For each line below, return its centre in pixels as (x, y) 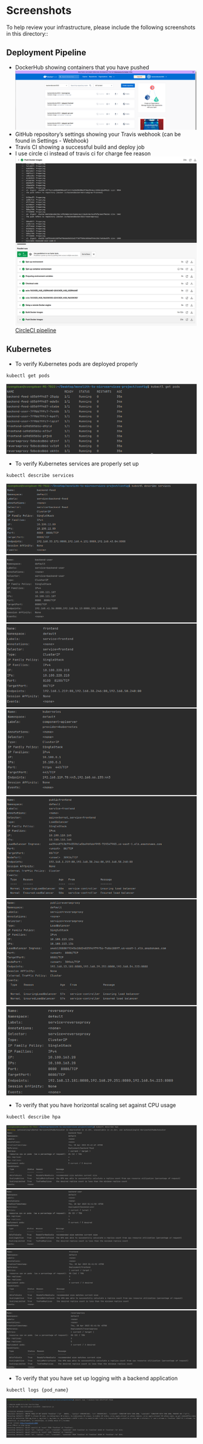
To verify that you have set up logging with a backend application (96, 1378)
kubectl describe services (40, 476)
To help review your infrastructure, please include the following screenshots (101, 27)
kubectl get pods (28, 375)
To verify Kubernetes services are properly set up (77, 464)
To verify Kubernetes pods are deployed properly (76, 364)
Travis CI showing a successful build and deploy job (80, 147)
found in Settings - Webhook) (52, 141)
